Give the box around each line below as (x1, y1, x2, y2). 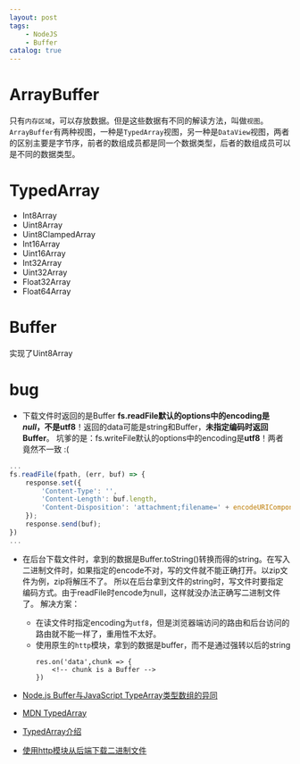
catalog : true (9, 46, 62, 55)
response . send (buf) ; (25, 519, 102, 528)
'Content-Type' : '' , (41, 486, 118, 495)
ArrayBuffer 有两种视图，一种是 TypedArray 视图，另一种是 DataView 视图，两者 (9, 127, 290, 137)
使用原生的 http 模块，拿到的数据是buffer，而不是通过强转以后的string (35, 639, 291, 650)
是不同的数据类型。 (9, 149, 80, 160)
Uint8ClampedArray (21, 229, 96, 239)
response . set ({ (25, 478, 82, 487)
